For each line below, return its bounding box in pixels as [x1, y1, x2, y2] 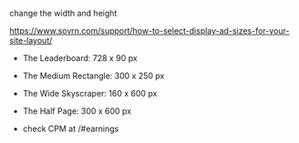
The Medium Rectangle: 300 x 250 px [22, 70, 165, 81]
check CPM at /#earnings [22, 123, 119, 134]
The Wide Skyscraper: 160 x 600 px [22, 88, 158, 98]
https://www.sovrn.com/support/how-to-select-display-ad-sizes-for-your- [9, 26, 290, 36]
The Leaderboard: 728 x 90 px [22, 53, 139, 63]
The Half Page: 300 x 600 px [22, 106, 132, 117]
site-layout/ [9, 36, 53, 46]
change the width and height [9, 8, 118, 18]
